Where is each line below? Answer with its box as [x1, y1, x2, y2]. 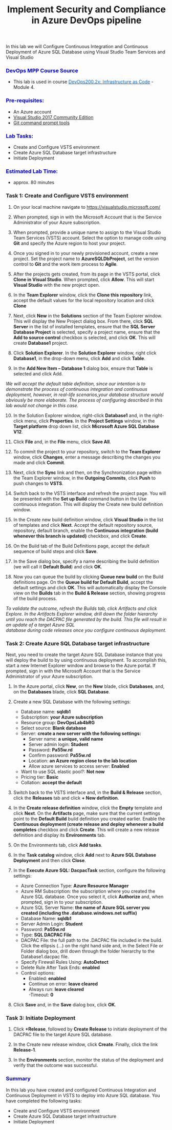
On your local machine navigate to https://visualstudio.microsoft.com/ [13, 204, 161, 210]
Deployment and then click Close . [13, 857, 86, 863]
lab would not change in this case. [6, 402, 79, 408]
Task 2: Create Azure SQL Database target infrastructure [6, 640, 150, 647]
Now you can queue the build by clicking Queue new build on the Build [13, 573, 164, 580]
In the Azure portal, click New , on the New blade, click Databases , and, [13, 683, 165, 689]
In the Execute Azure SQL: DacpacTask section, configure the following [13, 867, 166, 873]
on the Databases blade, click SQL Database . [13, 688, 111, 695]
